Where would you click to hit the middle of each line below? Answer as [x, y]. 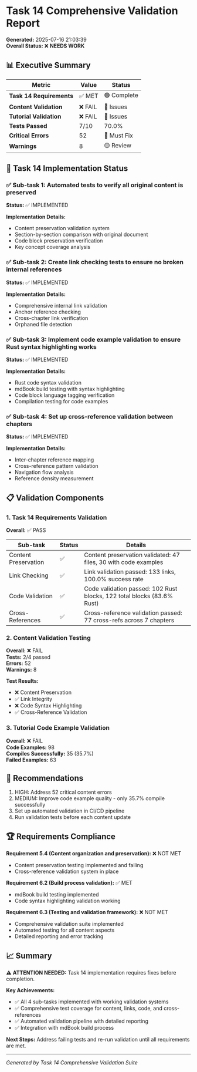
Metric [41, 85]
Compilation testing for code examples [61, 402]
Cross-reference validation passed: [133, 613]
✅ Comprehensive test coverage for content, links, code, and [88, 1009]
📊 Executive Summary [48, 65]
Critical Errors [29, 135]
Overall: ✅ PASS [26, 530]
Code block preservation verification [59, 241]
